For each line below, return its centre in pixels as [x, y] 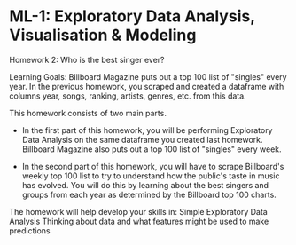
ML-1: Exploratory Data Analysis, [132, 16]
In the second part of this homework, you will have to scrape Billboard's [153, 166]
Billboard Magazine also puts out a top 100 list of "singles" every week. [152, 149]
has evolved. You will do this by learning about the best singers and [145, 185]
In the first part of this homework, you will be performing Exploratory [147, 130]
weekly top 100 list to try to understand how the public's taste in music [151, 176]
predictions [30, 230]
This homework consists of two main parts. [88, 113]
